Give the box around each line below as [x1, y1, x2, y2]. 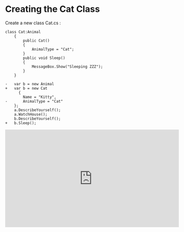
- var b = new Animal [5, 81, 55, 86]
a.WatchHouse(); [14, 112, 48, 117]
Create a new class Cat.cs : [5, 20, 61, 26]
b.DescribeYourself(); [14, 116, 61, 121]
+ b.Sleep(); [5, 120, 37, 125]
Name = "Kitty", [23, 94, 57, 100]
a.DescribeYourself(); [14, 108, 61, 113]
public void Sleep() [23, 56, 65, 60]
